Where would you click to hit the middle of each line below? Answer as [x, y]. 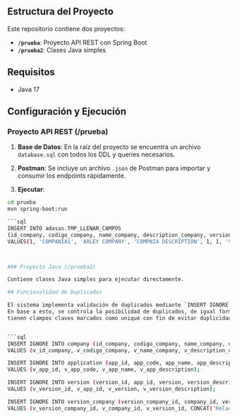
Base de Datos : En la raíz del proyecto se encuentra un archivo [109, 147]
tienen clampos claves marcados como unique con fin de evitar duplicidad [120, 318]
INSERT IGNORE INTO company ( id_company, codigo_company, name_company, [116, 344]
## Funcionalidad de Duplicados [55, 292]
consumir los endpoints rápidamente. [72, 176]
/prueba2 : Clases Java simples [62, 50]
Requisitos [31, 73]
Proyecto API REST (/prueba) [58, 132]
